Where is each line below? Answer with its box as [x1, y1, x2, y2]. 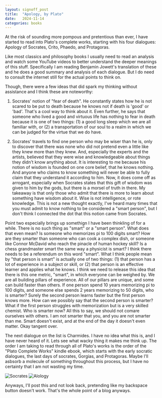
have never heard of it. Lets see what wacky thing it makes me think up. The [5, 338, 157, 344]
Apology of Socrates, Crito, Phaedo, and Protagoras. [5, 44, 110, 50]
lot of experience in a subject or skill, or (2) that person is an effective [5, 262, 144, 267]
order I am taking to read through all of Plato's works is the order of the [5, 343, 147, 349]
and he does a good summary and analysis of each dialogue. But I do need [5, 69, 154, 75]
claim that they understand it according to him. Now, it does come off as [12, 175, 156, 181]
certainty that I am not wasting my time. [5, 364, 84, 369]
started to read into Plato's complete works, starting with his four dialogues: [5, 39, 156, 45]
